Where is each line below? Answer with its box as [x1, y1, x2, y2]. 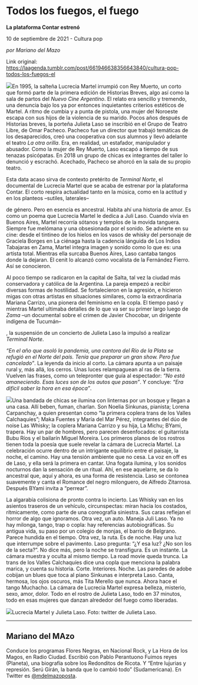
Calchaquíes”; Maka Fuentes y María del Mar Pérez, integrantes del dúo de [6, 415, 187, 423]
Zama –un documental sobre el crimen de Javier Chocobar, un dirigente [6, 311, 181, 318]
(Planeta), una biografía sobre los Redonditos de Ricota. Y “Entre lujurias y [6, 660, 187, 667]
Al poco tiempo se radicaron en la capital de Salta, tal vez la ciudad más [6, 273, 181, 281]
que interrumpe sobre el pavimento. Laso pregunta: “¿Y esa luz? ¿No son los [6, 540, 192, 547]
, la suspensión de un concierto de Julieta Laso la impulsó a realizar [6, 329, 171, 336]
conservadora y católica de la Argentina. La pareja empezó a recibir [6, 280, 171, 287]
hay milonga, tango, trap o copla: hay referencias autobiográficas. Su [6, 521, 174, 528]
